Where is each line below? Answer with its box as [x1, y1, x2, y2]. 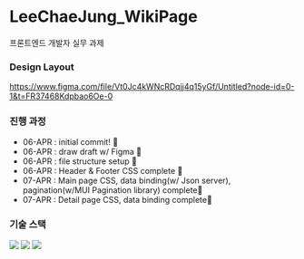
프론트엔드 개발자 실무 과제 [9, 37, 104, 48]
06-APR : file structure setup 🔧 [22, 156, 138, 167]
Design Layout [9, 61, 74, 73]
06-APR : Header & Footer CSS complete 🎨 [22, 165, 183, 176]
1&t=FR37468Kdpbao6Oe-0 [9, 91, 113, 101]
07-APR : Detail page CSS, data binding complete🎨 [22, 194, 213, 205]
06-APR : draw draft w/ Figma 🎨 [22, 146, 142, 157]
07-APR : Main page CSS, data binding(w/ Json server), [22, 175, 231, 186]
